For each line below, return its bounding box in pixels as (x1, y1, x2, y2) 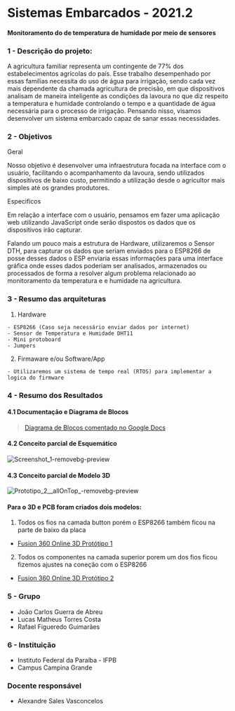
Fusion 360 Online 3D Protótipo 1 (17, 539, 113, 548)
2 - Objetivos (7, 132, 53, 141)
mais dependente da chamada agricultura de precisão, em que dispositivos (7, 84, 225, 93)
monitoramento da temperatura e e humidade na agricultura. (7, 277, 182, 285)
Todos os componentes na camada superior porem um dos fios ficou (17, 553, 217, 562)
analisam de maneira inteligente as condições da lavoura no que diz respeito (7, 92, 229, 100)
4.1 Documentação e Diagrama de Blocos (7, 408, 129, 416)
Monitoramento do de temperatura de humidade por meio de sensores (7, 28, 216, 36)
